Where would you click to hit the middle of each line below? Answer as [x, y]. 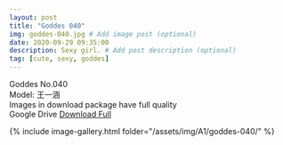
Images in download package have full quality [93, 105]
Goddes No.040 [39, 84]
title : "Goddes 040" [48, 26]
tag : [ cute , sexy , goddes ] [59, 59]
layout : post [33, 17]
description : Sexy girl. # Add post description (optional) [123, 51]
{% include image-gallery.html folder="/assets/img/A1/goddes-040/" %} [142, 131]
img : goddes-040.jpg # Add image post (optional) [103, 34]
